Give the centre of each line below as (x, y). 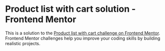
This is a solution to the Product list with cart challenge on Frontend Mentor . (83, 33)
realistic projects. (23, 43)
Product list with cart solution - (70, 9)
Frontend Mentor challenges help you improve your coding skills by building (83, 38)
